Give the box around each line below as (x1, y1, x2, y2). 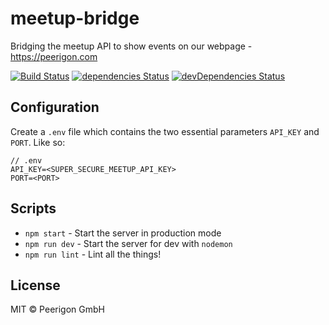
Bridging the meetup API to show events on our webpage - (10, 40, 253, 52)
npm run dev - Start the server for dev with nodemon (24, 237, 233, 249)
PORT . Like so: (10, 136, 66, 148)
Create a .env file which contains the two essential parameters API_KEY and (10, 125, 320, 137)
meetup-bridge (10, 7, 140, 30)
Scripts (10, 200, 57, 217)
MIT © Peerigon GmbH (10, 303, 105, 316)
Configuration (10, 99, 100, 116)
